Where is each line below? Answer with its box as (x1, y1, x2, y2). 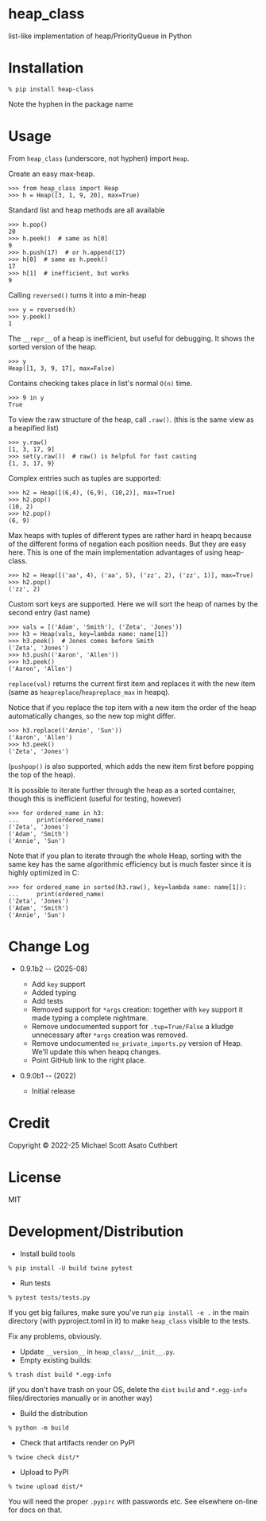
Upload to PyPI (19, 1467, 69, 1476)
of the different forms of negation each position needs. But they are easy (8, 539, 247, 548)
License (8, 1168, 62, 1186)
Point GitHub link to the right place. (31, 1055, 147, 1065)
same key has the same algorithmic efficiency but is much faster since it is (8, 859, 252, 868)
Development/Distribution (8, 1223, 184, 1240)
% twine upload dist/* (8, 1482, 83, 1491)
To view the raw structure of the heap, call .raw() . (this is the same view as (8, 415, 254, 424)
